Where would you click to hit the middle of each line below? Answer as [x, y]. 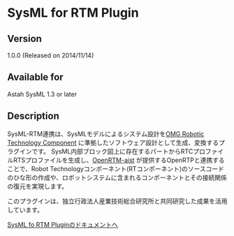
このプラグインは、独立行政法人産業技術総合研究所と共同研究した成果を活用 [117, 201]
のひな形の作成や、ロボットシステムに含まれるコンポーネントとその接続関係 [117, 177]
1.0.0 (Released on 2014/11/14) [51, 55]
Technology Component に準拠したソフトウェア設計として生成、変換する [113, 142]
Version [24, 39]
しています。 [25, 209]
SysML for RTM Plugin [73, 13]
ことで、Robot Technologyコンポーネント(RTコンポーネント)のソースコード [116, 168]
